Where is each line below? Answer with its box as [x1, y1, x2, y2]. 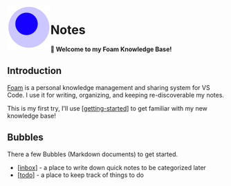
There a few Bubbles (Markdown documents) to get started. [7, 150, 178, 158]
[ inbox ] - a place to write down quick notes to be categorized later [17, 163, 206, 171]
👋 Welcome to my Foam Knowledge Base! [50, 45, 172, 53]
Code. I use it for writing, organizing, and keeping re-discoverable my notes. [7, 91, 225, 99]
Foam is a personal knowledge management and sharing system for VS [7, 83, 210, 91]
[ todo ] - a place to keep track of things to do [17, 171, 144, 179]
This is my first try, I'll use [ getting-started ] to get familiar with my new [7, 104, 207, 112]
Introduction [7, 65, 62, 77]
